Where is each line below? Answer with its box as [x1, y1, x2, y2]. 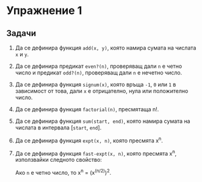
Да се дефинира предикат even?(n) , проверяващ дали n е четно [15, 62, 182, 70]
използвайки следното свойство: [15, 156, 103, 164]
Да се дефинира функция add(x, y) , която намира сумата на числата [15, 44, 197, 51]
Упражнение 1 [6, 4, 82, 18]
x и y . [15, 51, 29, 58]
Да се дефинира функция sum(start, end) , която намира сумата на [15, 117, 190, 125]
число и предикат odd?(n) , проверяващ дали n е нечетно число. [15, 69, 182, 76]
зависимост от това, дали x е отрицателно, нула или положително [15, 87, 189, 95]
